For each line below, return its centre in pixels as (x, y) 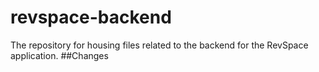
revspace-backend (91, 17)
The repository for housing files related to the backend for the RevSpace (159, 45)
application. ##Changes (59, 55)
